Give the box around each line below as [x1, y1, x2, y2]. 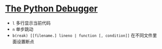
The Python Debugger [5, 3, 98, 14]
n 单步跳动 [12, 26, 34, 32]
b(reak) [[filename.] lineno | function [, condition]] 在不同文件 [12, 32, 153, 38]
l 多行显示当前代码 [12, 20, 51, 26]
